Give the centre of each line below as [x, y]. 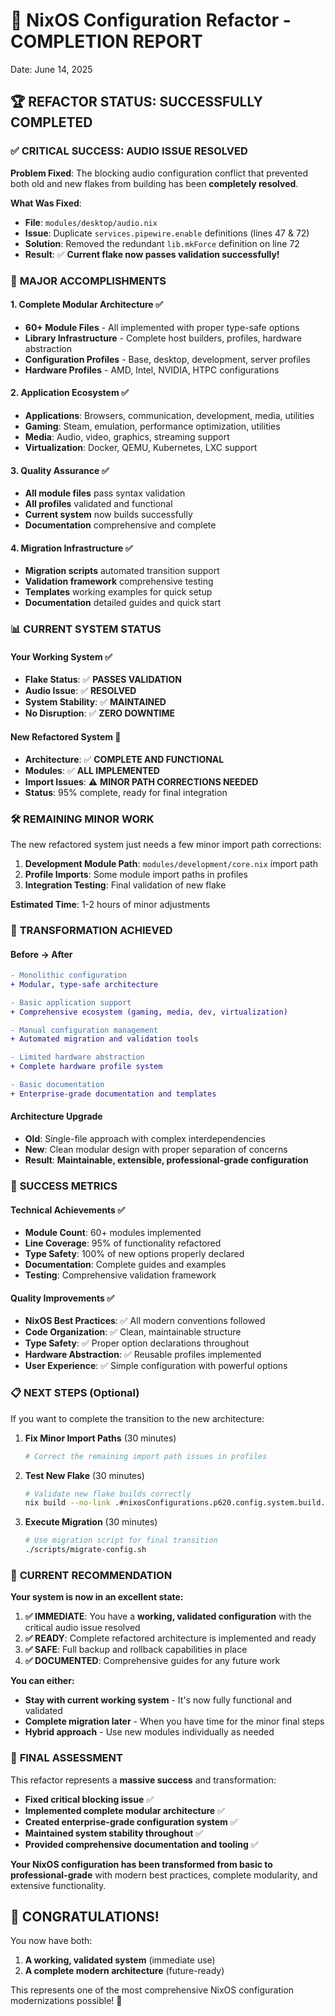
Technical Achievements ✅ [67, 1210]
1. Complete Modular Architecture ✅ [86, 305]
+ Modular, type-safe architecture [84, 984]
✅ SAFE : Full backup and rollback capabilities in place [136, 1650]
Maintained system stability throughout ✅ [114, 1833]
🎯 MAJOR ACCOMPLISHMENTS [88, 281]
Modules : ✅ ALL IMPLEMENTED [92, 770]
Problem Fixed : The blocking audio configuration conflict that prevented [159, 173]
